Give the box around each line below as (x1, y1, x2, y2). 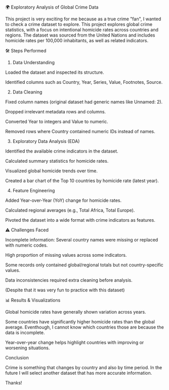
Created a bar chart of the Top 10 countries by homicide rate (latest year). (5, 177, 159, 184)
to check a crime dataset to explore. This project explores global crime (5, 21, 153, 27)
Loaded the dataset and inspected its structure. (5, 69, 104, 75)
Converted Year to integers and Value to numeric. (5, 118, 109, 125)
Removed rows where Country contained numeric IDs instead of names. (5, 129, 155, 134)
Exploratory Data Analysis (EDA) (12, 138, 80, 144)
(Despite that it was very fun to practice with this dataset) (5, 287, 125, 293)
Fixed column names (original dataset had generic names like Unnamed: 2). (5, 99, 163, 105)
